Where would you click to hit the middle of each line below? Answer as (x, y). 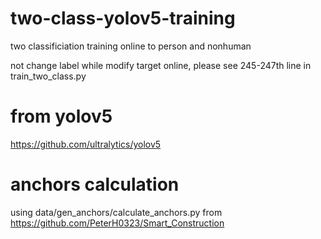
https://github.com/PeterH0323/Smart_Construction (117, 223)
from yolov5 (61, 116)
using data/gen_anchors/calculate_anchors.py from (116, 212)
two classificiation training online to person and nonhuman (131, 46)
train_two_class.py (48, 76)
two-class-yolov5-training (123, 18)
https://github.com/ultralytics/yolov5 (86, 144)
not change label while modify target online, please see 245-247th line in (161, 65)
